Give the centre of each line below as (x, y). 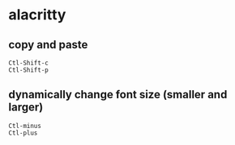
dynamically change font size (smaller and (118, 95)
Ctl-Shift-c (28, 63)
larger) (26, 108)
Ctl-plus (23, 133)
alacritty (37, 15)
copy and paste (48, 45)
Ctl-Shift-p (28, 70)
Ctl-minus (25, 126)
